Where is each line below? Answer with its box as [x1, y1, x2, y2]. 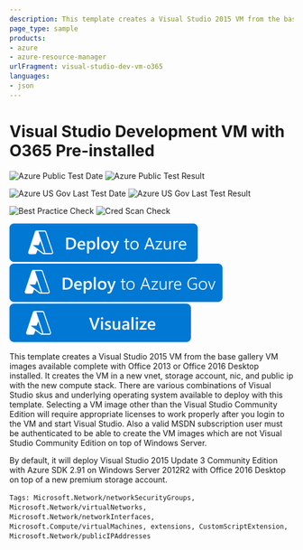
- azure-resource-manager [9, 52, 106, 62]
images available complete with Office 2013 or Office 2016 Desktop [9, 360, 260, 371]
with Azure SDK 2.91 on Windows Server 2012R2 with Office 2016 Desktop [9, 464, 286, 475]
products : [9, 33, 47, 42]
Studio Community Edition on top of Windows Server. [9, 437, 207, 448]
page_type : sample [9, 23, 78, 33]
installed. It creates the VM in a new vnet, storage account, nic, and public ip [9, 370, 294, 381]
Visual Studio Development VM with [9, 121, 286, 142]
